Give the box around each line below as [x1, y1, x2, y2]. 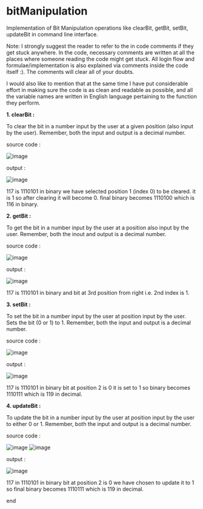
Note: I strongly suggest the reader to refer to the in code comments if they [6, 42, 194, 50]
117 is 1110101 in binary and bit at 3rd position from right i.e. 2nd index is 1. [6, 289, 190, 296]
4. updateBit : [6, 402, 41, 409]
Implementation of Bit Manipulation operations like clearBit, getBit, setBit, [6, 24, 188, 31]
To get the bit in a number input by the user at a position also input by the [6, 224, 189, 231]
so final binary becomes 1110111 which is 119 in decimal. [6, 485, 144, 493]
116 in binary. [6, 200, 39, 208]
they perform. [6, 99, 41, 107]
